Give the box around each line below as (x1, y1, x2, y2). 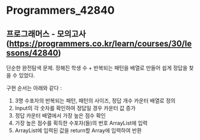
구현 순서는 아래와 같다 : (6, 85, 62, 91)
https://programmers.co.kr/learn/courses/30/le (8, 38, 192, 48)
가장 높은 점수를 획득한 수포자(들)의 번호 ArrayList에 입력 (14, 120, 148, 126)
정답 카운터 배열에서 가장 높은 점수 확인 (14, 112, 106, 119)
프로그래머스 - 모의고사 (6, 29, 86, 39)
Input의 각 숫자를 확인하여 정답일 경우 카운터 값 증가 (14, 105, 136, 111)
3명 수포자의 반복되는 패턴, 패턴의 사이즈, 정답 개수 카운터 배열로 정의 (14, 97, 176, 104)
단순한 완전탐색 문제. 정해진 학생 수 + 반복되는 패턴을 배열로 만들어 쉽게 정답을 (6, 64, 188, 71)
